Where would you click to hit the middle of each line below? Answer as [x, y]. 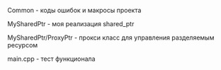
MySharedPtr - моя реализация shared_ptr [71, 24]
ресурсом [23, 45]
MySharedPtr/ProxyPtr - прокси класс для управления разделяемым [111, 37]
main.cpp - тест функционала [51, 59]
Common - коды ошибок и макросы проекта [74, 10]
